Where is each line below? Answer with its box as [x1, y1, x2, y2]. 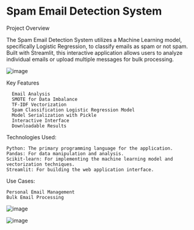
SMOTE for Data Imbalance [12, 96, 78, 102]
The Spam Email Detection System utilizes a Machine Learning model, [6, 36, 182, 43]
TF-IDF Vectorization [12, 102, 67, 108]
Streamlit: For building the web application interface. [6, 166, 154, 173]
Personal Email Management [6, 189, 75, 195]
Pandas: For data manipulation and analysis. [6, 150, 124, 156]
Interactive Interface [12, 117, 70, 124]
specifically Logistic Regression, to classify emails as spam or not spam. [6, 43, 188, 50]
